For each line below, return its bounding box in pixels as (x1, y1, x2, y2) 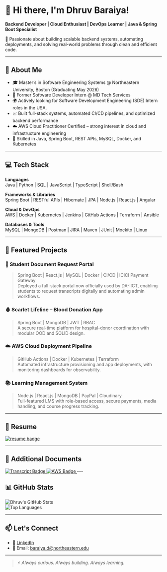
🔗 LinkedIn (12, 540, 34, 546)
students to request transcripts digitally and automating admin (17, 288, 145, 294)
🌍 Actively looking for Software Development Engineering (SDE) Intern (12, 97, 158, 103)
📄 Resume (5, 422, 37, 431)
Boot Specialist (5, 26, 37, 32)
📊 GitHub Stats (5, 483, 54, 492)
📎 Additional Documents (5, 455, 82, 464)
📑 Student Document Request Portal (5, 261, 94, 268)
